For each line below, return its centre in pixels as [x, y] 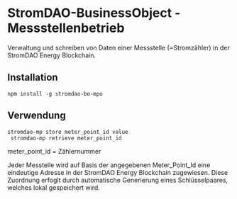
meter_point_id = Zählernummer [54, 151]
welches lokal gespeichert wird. [54, 187]
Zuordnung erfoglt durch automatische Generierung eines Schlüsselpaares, [118, 180]
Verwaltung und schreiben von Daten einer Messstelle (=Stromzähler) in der [118, 47]
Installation [33, 78]
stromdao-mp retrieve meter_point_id [66, 138]
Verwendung [37, 116]
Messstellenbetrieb [66, 28]
